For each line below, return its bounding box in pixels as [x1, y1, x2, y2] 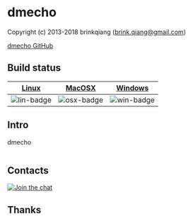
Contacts [7, 164, 49, 176]
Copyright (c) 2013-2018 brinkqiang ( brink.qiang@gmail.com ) [7, 28, 186, 36]
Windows [116, 83, 149, 93]
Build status [7, 62, 62, 74]
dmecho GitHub [7, 41, 54, 50]
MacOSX [65, 83, 96, 93]
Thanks [7, 203, 42, 216]
